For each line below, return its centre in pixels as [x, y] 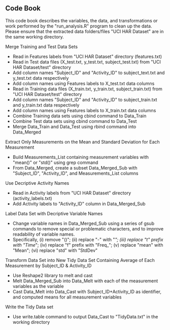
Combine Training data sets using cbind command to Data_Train [79, 116]
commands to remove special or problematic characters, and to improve [88, 228]
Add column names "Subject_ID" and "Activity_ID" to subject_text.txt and [89, 73]
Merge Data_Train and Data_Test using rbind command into [74, 126]
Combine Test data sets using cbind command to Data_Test [75, 121]
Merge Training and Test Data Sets [41, 46]
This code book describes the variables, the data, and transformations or [82, 20]
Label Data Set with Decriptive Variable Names [54, 213]
